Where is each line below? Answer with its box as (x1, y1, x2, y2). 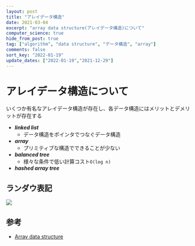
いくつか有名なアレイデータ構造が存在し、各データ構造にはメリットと (6, 105, 175, 112)
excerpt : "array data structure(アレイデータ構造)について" (6, 25, 145, 31)
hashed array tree (14, 165, 60, 172)
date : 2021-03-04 (6, 19, 48, 25)
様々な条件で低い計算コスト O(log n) (23, 158, 111, 165)
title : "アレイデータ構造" (6, 14, 65, 20)
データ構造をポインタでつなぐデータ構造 (23, 131, 121, 138)
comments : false (6, 47, 46, 53)
